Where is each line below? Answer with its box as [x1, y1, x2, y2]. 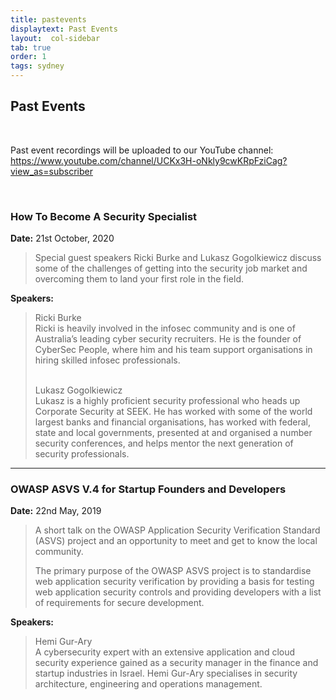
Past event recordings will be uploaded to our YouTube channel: [10, 144, 274, 156]
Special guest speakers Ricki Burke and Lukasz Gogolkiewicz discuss [34, 252, 322, 264]
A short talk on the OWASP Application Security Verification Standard [34, 524, 321, 536]
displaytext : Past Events [10, 24, 118, 34]
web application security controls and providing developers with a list [34, 586, 322, 598]
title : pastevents [10, 14, 87, 25]
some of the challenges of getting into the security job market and [34, 262, 308, 275]
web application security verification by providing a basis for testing [34, 576, 315, 588]
